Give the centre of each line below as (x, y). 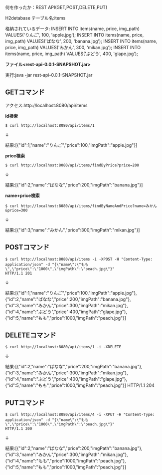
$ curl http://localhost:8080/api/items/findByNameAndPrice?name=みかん (81, 206)
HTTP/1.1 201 (19, 273)
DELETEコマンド (31, 335)
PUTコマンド (25, 403)
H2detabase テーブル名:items (35, 18)
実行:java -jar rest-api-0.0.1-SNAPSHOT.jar (49, 75)
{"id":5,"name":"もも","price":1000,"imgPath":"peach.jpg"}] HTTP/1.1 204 (80, 385)
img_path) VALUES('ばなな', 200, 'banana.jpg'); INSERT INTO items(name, (81, 41)
